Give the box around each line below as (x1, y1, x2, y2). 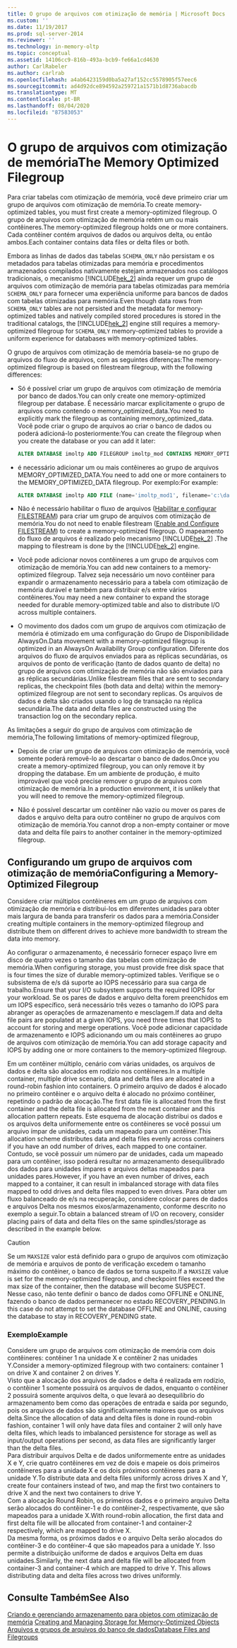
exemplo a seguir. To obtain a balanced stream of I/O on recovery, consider (7, 1210, 224, 1218)
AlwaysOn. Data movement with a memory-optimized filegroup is (17, 637, 206, 645)
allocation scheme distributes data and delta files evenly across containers (7, 1135, 224, 1143)
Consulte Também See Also (7, 1591, 129, 1603)
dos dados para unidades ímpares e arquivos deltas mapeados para (7, 1165, 205, 1173)
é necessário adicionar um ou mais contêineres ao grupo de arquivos (17, 463, 219, 471)
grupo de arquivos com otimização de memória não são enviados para (17, 667, 224, 676)
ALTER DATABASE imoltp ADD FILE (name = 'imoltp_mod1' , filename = (17, 492, 211, 499)
